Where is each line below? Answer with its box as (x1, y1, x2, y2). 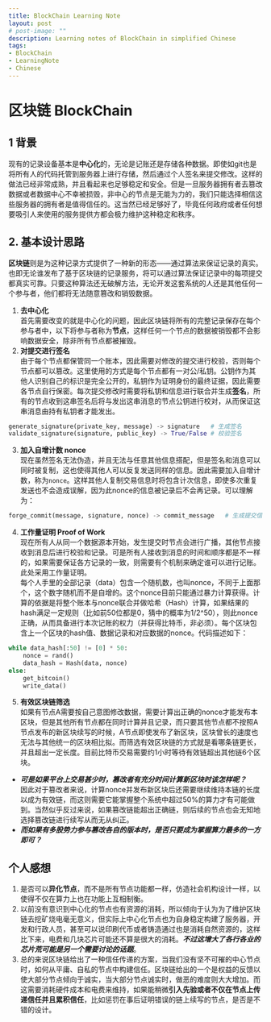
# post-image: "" (8, 27, 67, 35)
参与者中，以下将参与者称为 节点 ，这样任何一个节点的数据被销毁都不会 (19, 326, 254, 335)
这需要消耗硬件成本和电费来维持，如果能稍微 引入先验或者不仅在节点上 (19, 985, 254, 995)
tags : (8, 42, 27, 50)
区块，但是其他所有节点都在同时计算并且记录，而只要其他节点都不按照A (19, 717, 259, 727)
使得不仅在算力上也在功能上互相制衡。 (19, 894, 148, 904)
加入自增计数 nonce (19, 445, 86, 455)
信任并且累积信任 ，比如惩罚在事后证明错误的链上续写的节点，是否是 (27, 995, 254, 1004)
